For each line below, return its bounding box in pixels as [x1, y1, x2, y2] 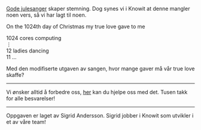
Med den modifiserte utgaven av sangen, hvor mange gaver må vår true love [6, 65, 195, 72]
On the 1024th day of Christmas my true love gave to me [6, 23, 145, 30]
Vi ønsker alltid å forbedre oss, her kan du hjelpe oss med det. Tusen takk [6, 89, 188, 95]
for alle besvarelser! [6, 95, 56, 102]
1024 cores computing [6, 35, 62, 41]
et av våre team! [6, 119, 46, 125]
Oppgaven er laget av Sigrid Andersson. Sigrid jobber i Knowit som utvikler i [6, 112, 194, 119]
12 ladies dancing [6, 47, 49, 54]
